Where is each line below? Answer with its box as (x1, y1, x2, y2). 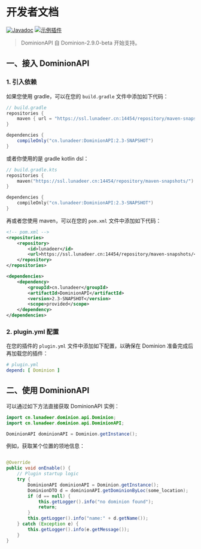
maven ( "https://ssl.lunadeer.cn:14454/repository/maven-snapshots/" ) (17, 178, 194, 184)
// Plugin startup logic (17, 471, 79, 477)
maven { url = (17, 116, 52, 122)
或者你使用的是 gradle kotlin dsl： (6, 155, 89, 162)
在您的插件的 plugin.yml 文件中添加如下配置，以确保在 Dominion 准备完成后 (6, 342, 193, 349)
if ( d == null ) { (28, 493, 71, 499)
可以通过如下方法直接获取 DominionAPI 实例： (6, 402, 120, 409)
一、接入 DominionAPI (6, 58, 90, 69)
